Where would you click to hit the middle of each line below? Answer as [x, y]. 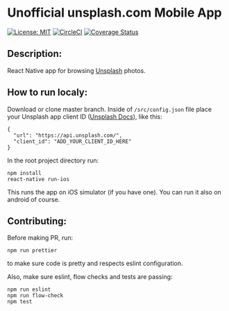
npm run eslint [29, 289]
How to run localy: [48, 93]
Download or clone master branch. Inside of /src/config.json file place [110, 109]
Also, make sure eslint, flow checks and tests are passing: [90, 277]
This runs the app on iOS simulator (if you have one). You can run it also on [114, 192]
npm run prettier [32, 251]
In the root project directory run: [53, 160]
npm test [20, 302]
